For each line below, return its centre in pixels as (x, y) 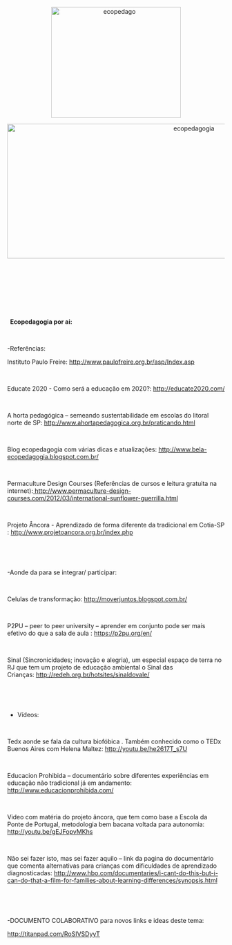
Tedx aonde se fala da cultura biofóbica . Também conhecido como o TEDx (114, 741)
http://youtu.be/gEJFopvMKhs (50, 831)
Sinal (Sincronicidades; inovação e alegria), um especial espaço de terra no (115, 660)
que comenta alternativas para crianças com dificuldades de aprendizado (112, 866)
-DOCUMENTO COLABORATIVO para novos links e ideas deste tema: (106, 920)
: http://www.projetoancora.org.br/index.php (70, 532)
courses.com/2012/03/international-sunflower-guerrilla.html (93, 498)
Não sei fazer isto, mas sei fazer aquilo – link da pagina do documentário (110, 858)
